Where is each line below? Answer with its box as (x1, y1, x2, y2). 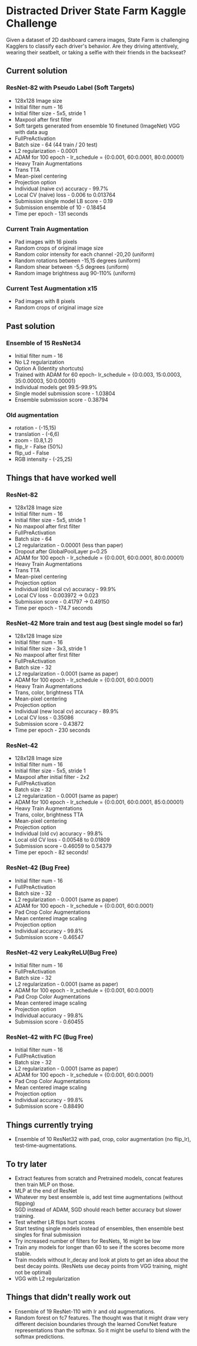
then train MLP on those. (14, 1181, 75, 1188)
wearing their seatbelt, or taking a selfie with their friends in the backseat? (6, 48, 186, 56)
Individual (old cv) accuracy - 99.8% (14, 830, 103, 837)
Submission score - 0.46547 (14, 933, 84, 940)
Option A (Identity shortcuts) (14, 364, 84, 371)
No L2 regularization (14, 359, 65, 366)
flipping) (14, 1200, 35, 1207)
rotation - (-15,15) (14, 424, 56, 432)
